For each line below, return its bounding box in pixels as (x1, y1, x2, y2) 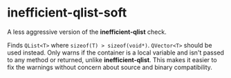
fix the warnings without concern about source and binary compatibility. (7, 63, 213, 71)
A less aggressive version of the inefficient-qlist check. (7, 28, 167, 36)
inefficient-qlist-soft (7, 5, 127, 21)
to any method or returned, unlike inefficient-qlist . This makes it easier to (7, 55, 217, 64)
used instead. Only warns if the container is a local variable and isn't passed (7, 48, 225, 57)
